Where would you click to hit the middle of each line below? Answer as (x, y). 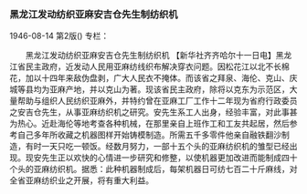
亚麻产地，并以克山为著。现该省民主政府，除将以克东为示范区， (169, 89)
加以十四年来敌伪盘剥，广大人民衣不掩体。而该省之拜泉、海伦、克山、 (157, 78)
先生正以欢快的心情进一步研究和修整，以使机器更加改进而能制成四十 (169, 158)
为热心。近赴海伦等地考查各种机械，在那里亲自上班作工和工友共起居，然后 (149, 124)
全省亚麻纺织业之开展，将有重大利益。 (81, 180)
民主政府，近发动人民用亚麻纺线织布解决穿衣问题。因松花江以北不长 (153, 66)
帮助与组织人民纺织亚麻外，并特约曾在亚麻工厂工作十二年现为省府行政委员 (157, 101)
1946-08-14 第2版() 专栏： (59, 36)
